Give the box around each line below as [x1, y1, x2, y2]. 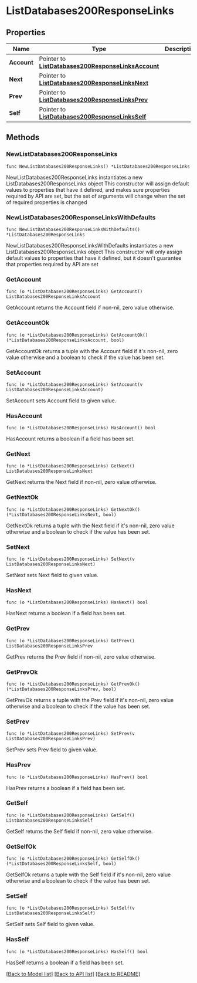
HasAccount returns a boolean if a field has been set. [6, 435, 135, 442]
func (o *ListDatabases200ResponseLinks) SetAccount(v [6, 381, 143, 388]
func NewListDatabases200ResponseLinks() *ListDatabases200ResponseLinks [6, 163, 191, 170]
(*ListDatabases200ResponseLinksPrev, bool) [6, 686, 117, 692]
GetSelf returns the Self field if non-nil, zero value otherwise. [6, 828, 153, 835]
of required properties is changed [6, 198, 87, 206]
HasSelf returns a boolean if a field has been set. [6, 959, 124, 966]
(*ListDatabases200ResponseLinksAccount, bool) [6, 337, 125, 343]
